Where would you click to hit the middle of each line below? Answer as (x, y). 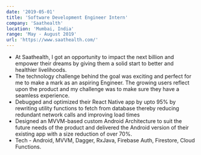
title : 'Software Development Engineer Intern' (67, 17)
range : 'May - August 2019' (42, 34)
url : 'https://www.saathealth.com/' (52, 40)
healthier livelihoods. (41, 70)
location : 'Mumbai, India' (40, 29)
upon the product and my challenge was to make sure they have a (97, 89)
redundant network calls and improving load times (77, 115)
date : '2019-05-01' (31, 12)
